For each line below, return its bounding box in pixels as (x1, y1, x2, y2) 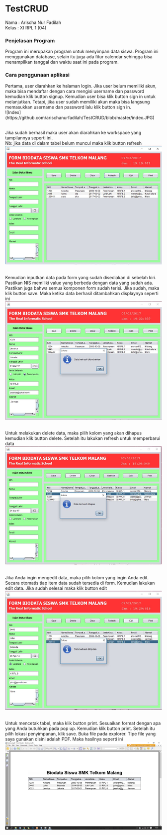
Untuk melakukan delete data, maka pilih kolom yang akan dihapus (5, 430, 142, 436)
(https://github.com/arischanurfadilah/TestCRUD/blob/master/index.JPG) (5, 114, 155, 120)
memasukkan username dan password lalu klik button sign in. (5, 104, 132, 110)
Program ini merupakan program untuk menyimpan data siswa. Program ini (5, 48, 159, 55)
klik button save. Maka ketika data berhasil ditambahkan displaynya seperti (5, 291, 159, 297)
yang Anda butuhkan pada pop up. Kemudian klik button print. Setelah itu (5, 725, 155, 731)
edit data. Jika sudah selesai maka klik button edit (5, 585, 107, 591)
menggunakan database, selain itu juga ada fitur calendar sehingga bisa (5, 54, 153, 60)
